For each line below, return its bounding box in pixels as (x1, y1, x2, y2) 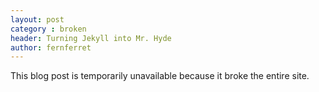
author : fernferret (10, 42, 92, 53)
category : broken (10, 24, 87, 34)
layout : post (10, 14, 65, 25)
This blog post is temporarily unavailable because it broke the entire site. (10, 70, 310, 82)
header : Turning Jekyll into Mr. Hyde (10, 33, 172, 43)
